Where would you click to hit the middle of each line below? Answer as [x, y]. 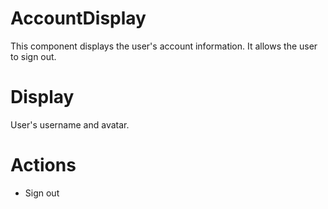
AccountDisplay [78, 18]
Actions [43, 165]
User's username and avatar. [70, 124]
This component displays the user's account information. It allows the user [164, 46]
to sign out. [33, 56]
